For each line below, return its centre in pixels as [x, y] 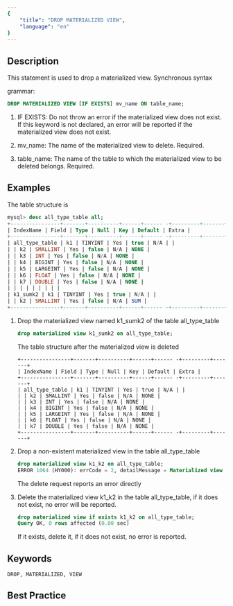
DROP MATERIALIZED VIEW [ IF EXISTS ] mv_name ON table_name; [96, 104]
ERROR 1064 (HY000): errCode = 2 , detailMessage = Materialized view [120, 470]
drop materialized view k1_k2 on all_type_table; [90, 464]
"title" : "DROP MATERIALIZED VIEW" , [73, 20]
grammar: [21, 92]
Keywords [29, 559]
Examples [29, 188]
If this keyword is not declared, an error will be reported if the [105, 124]
